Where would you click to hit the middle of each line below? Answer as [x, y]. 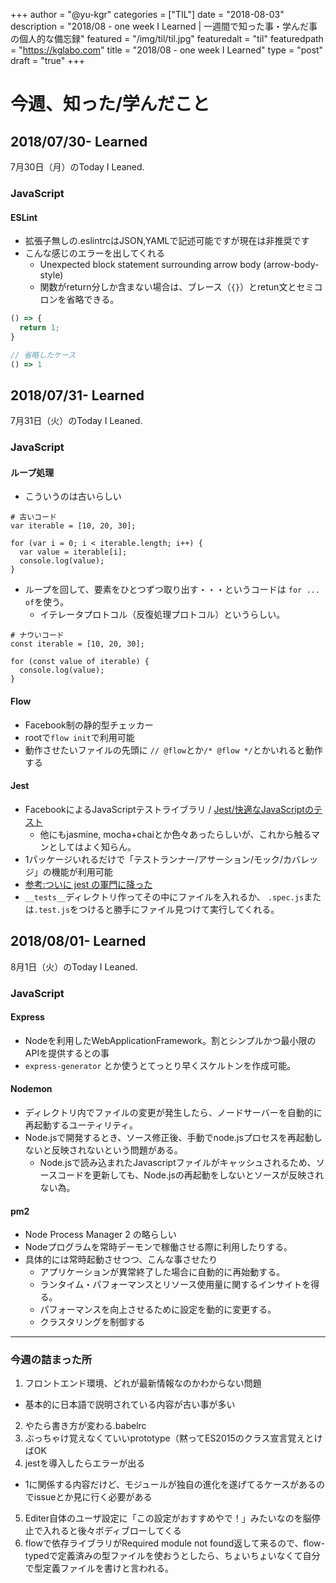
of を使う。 [47, 602]
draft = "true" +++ [47, 60]
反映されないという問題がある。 [117, 1150]
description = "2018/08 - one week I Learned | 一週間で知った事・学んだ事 [164, 26]
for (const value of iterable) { [80, 662]
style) [51, 275]
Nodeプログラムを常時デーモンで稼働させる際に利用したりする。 [158, 1247]
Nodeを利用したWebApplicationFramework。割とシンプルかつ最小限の [170, 1040]
